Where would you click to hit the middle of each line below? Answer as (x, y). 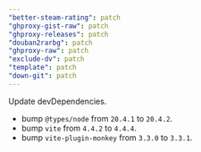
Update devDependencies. (58, 101)
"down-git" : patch (42, 76)
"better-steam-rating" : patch (65, 17)
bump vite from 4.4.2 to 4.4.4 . (79, 128)
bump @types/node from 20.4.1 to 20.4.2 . (97, 118)
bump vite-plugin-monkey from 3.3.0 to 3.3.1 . (107, 137)
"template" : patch (42, 68)
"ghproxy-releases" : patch (59, 34)
